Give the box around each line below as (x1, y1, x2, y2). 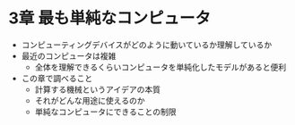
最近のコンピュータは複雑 (21, 50, 117, 61)
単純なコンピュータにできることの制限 (34, 106, 177, 117)
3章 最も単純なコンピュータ (8, 8, 212, 29)
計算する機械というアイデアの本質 (34, 84, 161, 95)
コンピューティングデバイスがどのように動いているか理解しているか (21, 39, 273, 50)
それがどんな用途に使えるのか (34, 95, 145, 105)
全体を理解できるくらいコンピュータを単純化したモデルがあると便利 (34, 62, 287, 72)
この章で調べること (21, 72, 93, 83)
